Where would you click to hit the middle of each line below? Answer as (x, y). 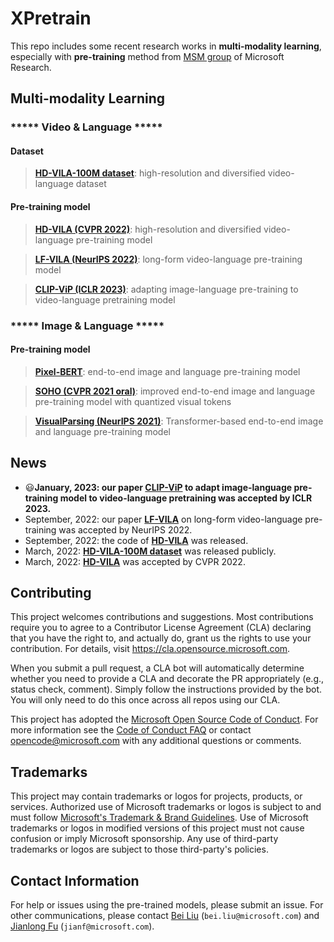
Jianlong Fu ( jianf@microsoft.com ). (82, 926)
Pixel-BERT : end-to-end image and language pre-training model (167, 371)
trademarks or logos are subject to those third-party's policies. (139, 849)
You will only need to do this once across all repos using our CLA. (145, 700)
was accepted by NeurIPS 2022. (125, 529)
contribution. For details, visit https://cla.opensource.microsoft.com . (150, 649)
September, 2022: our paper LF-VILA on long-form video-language (163, 519)
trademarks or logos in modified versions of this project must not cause (157, 828)
